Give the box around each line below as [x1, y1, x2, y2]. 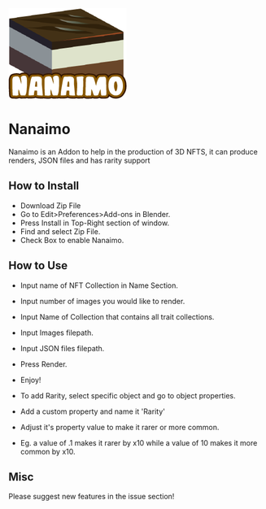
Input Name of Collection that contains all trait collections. [20, 311, 215, 321]
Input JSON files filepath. [20, 343, 105, 353]
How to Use [8, 259, 68, 272]
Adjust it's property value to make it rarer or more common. [20, 422, 220, 432]
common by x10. [20, 446, 76, 456]
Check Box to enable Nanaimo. [20, 235, 124, 245]
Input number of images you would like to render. [20, 296, 185, 306]
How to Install [8, 179, 80, 193]
